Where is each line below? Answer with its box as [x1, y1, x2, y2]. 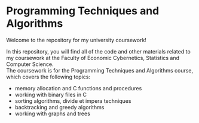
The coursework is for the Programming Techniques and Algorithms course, [6, 67, 194, 74]
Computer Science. [6, 61, 54, 68]
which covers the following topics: [6, 73, 91, 80]
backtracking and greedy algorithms [14, 103, 105, 111]
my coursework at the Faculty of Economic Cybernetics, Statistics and [6, 54, 180, 61]
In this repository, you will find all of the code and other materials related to [6, 48, 191, 55]
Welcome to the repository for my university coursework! [6, 36, 146, 43]
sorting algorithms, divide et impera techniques [14, 97, 131, 105]
